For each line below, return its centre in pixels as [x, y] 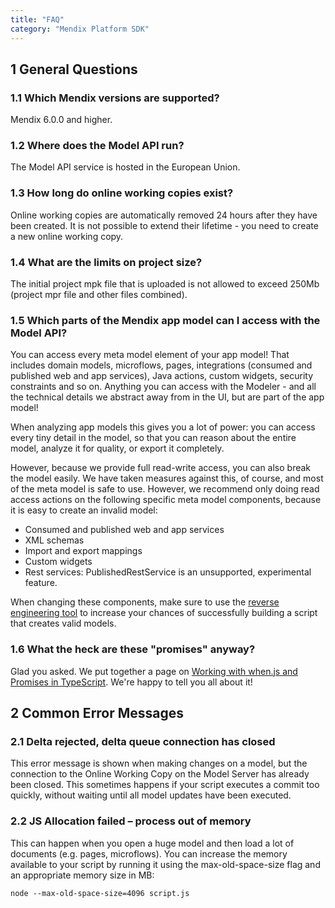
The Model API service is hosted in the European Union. [125, 167]
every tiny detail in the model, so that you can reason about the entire [153, 438]
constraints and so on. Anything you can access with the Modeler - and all [163, 387]
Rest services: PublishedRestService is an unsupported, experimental [168, 572]
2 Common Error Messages [97, 713]
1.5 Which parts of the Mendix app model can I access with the [165, 320]
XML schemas [54, 540]
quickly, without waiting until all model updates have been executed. [151, 795]
